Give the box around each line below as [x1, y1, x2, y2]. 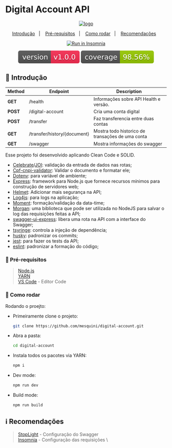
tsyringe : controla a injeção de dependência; [12, 227, 107, 233]
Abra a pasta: [12, 332, 41, 339]
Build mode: [12, 392, 38, 398]
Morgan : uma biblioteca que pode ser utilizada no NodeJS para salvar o [12, 206, 165, 211]
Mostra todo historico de [93, 128, 145, 134]
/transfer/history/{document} [29, 130, 90, 137]
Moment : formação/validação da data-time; [12, 200, 105, 206]
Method [7, 88, 25, 95]
